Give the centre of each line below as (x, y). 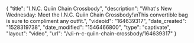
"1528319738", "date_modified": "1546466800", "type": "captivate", (88, 27)
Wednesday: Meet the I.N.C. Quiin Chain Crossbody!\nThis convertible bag (97, 15)
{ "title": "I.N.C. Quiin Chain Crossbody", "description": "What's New (89, 9)
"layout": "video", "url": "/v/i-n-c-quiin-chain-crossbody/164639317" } (91, 34)
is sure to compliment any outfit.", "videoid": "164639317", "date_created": (96, 21)
